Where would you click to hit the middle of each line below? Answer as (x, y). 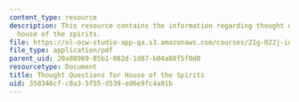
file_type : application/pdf (61, 51)
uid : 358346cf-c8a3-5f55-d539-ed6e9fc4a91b (91, 83)
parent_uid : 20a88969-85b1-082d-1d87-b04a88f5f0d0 (105, 59)
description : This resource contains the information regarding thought (147, 26)
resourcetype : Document (53, 67)
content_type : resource (53, 17)
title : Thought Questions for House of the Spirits (107, 75)
